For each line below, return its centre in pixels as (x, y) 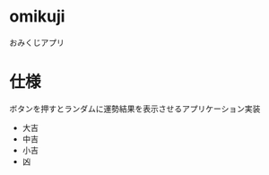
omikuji (37, 17)
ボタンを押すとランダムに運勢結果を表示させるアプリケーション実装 (135, 109)
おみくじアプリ (37, 42)
